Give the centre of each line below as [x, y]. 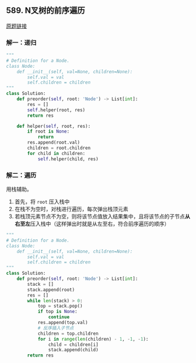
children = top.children [68, 334]
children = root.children [59, 148]
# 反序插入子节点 [56, 328]
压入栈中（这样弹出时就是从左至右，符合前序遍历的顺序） [100, 224]
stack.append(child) [73, 350]
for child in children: [56, 153]
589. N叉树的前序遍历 [46, 11]
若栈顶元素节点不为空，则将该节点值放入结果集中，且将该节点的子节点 [100, 216]
